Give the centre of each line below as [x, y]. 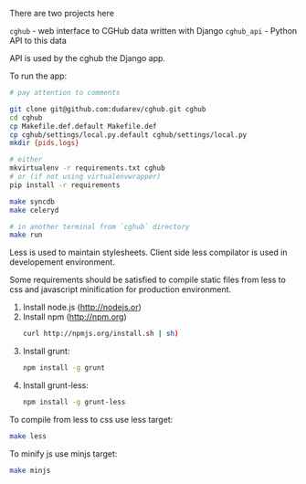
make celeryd [34, 210]
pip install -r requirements [65, 185]
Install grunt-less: [55, 385]
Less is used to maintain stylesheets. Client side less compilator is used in [148, 253]
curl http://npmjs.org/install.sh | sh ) [100, 334]
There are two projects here [62, 13]
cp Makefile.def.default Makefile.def [83, 126]
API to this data [38, 41]
